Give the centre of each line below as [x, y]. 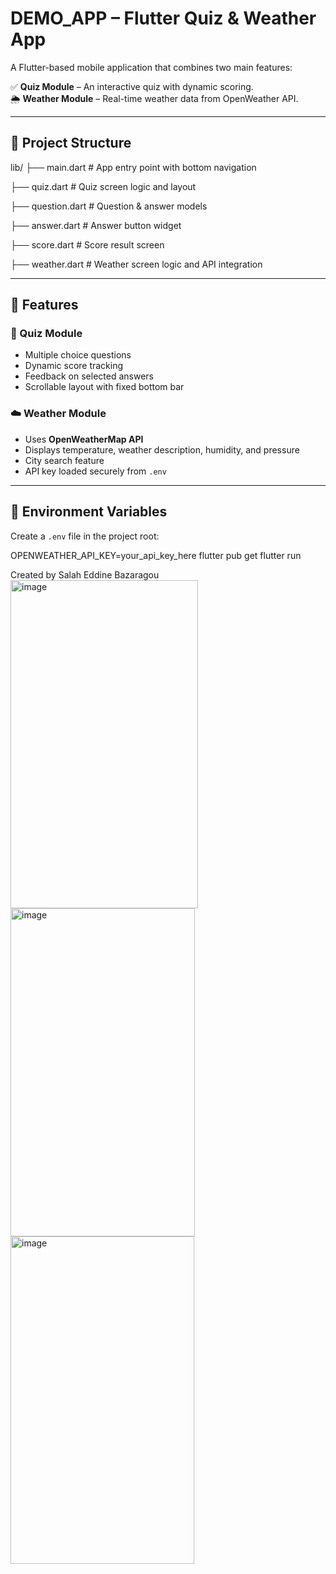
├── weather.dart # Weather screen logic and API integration [136, 264]
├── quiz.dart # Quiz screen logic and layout [103, 186]
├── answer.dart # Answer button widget [96, 225]
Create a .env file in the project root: [85, 536]
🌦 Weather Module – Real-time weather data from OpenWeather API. [154, 98]
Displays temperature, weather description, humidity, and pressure [162, 449]
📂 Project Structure [71, 143]
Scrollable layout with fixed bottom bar [104, 387]
